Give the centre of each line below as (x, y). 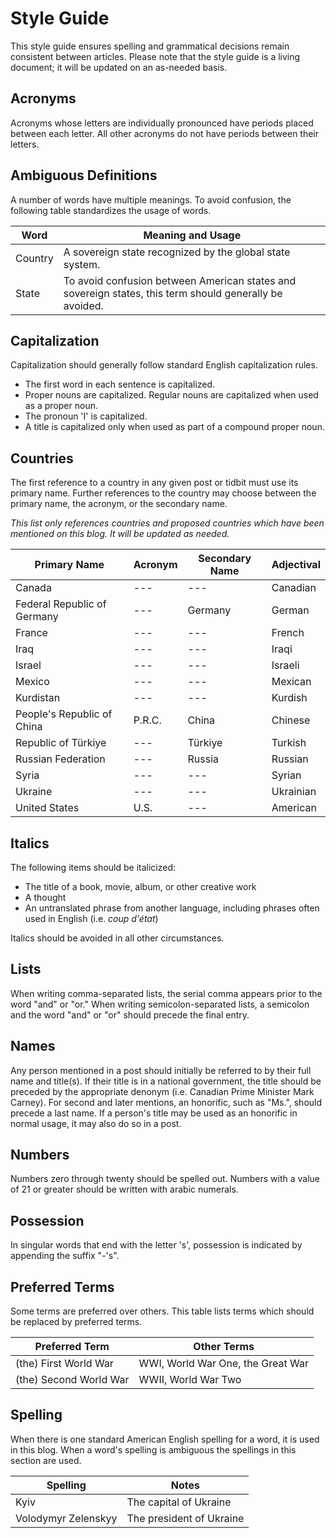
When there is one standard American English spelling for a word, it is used (165, 1439)
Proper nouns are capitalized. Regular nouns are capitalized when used (171, 395)
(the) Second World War (72, 1380)
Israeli (285, 665)
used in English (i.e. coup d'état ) (91, 918)
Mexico (32, 682)
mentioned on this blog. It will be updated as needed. (120, 534)
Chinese (291, 720)
